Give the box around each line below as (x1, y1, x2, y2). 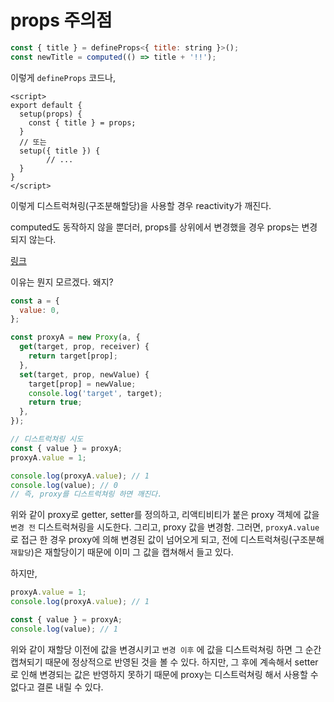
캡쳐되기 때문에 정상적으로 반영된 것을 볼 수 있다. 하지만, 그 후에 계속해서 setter (10, 656, 319, 668)
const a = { (10, 296, 60, 306)
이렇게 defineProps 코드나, (10, 71, 116, 83)
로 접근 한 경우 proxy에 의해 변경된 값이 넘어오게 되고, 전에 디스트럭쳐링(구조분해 (10, 534, 325, 546)
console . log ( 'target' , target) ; (28, 388, 163, 398)
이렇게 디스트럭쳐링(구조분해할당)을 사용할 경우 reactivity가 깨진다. (10, 199, 272, 211)
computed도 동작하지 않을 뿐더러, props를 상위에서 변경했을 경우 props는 (10, 221, 300, 233)
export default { (10, 100, 83, 110)
